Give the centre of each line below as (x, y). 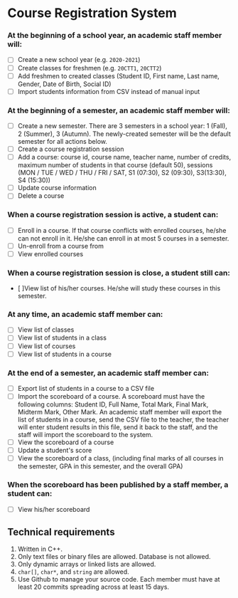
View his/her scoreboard (54, 509)
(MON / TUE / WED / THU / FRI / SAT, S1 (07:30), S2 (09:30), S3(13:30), (122, 173)
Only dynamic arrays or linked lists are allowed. (87, 565)
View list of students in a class (62, 338)
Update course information (57, 188)
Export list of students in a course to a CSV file (86, 388)
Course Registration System (92, 13)
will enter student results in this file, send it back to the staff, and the (118, 427)
